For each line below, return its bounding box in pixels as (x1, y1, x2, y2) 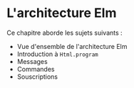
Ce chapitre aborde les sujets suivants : (6, 28, 123, 37)
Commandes (16, 65, 55, 73)
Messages (16, 57, 48, 65)
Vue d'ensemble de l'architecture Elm (16, 42, 128, 50)
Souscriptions (16, 72, 58, 81)
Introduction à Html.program (16, 50, 98, 58)
